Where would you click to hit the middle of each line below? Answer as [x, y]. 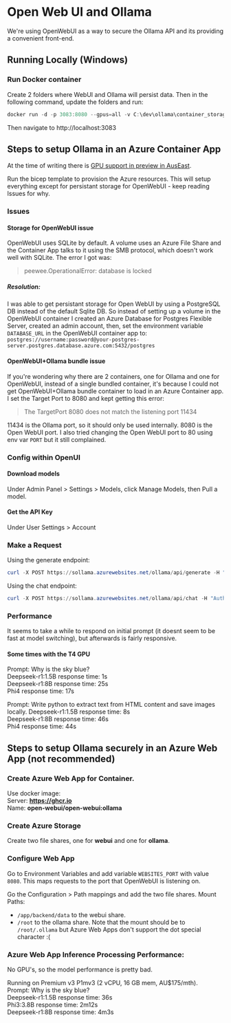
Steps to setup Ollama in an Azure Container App [114, 149]
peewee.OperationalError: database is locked [88, 271]
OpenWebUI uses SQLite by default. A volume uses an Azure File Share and [114, 243]
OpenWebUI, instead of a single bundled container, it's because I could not [113, 384]
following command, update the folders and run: [75, 102]
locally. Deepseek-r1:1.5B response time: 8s [69, 712]
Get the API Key [30, 512]
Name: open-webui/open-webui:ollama [65, 808]
